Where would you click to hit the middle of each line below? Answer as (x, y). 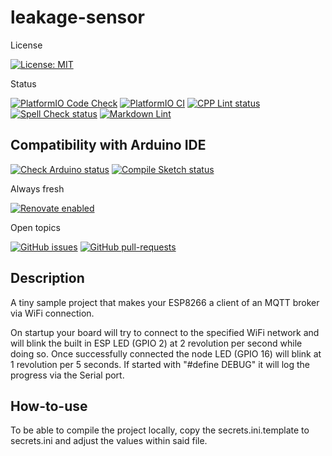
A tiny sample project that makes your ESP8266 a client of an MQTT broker (165, 302)
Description (47, 278)
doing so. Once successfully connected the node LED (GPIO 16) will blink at (166, 353)
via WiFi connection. (52, 313)
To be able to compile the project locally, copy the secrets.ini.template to (160, 430)
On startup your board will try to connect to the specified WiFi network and (165, 332)
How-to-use (49, 406)
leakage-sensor (77, 17)
